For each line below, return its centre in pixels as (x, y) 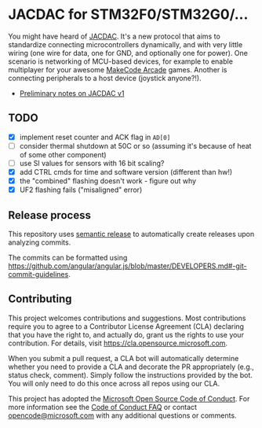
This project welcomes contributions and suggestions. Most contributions (127, 318)
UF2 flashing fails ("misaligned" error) (81, 190)
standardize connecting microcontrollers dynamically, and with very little (126, 44)
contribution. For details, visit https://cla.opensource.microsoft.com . (118, 343)
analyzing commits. (40, 242)
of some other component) (63, 154)
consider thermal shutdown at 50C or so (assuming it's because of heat (135, 146)
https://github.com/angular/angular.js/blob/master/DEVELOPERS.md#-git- (127, 266)
